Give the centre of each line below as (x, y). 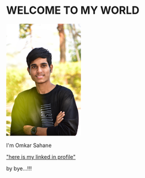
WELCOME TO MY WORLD (73, 10)
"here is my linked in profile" (41, 157)
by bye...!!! (19, 168)
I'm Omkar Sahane (29, 145)
